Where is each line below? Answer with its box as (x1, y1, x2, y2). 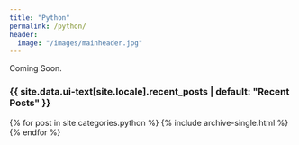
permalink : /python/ (9, 22, 87, 31)
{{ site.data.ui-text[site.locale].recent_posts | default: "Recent (9, 86, 290, 98)
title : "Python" (9, 13, 70, 23)
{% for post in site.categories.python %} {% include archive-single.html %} (9, 117, 289, 128)
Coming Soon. (9, 63, 63, 74)
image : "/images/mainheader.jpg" (17, 38, 143, 48)
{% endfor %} (9, 127, 61, 138)
